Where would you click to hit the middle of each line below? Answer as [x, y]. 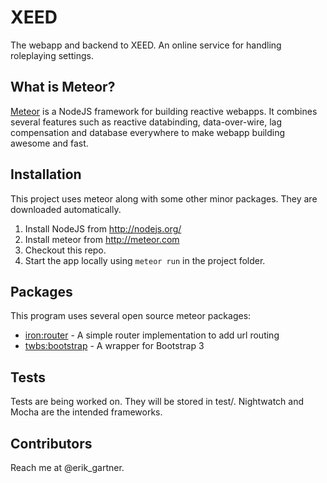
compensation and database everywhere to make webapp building [148, 132]
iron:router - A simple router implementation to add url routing [152, 335]
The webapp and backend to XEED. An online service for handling [146, 45]
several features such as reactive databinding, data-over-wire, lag [146, 122]
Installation [46, 174]
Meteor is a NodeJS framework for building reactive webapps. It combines [164, 111]
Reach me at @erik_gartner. [67, 467]
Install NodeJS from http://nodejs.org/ [103, 228]
